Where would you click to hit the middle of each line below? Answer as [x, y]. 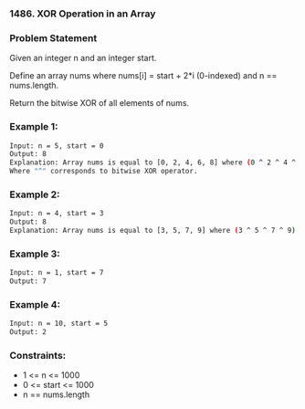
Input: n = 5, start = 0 [57, 146]
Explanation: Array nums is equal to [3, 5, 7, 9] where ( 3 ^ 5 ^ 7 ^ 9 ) [153, 231]
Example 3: [35, 254]
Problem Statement [53, 37]
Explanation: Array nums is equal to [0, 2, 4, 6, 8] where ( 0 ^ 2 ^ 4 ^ [153, 163]
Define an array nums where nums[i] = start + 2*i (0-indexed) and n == [143, 76]
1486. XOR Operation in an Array [83, 14]
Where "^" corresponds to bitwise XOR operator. [104, 172]
